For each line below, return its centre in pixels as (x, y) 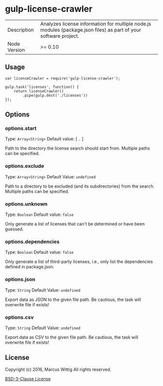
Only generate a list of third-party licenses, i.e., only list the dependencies (79, 262)
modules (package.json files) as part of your (91, 30)
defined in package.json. (30, 267)
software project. (60, 36)
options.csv (19, 317)
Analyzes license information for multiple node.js (96, 24)
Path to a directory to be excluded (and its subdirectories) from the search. (80, 186)
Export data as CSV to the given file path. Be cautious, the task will (72, 337)
